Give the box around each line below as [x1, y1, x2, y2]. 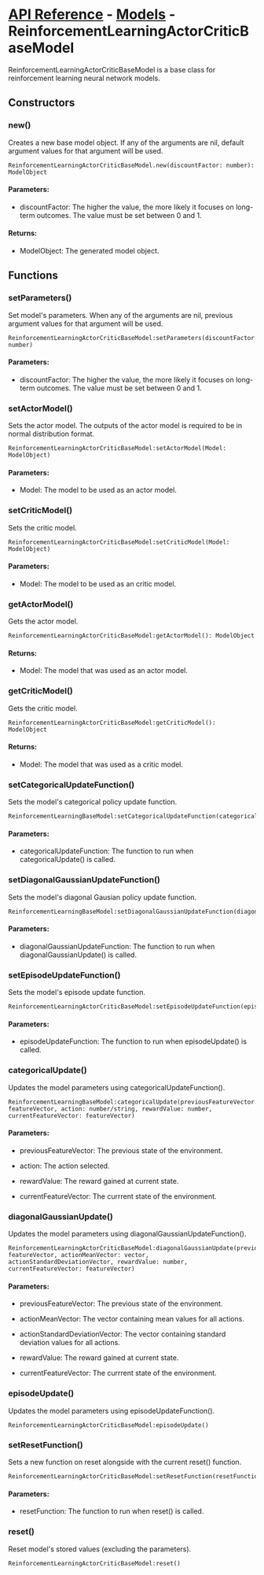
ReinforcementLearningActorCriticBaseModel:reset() [8, 1559, 181, 1567]
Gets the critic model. [8, 703, 78, 713]
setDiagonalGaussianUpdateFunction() [8, 874, 161, 885]
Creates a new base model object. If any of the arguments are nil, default [8, 138, 244, 147]
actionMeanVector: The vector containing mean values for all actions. [19, 1314, 245, 1324]
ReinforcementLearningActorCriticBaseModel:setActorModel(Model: [8, 445, 226, 453]
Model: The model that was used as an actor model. [19, 666, 189, 675]
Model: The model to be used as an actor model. [19, 486, 177, 495]
